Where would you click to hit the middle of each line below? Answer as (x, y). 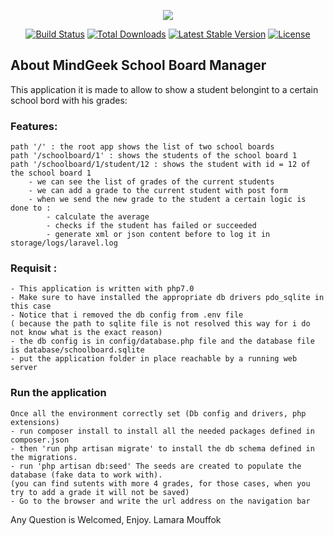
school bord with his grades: (69, 100)
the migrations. (44, 457)
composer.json (40, 440)
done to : (31, 208)
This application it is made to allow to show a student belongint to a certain (164, 89)
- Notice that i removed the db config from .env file (127, 315)
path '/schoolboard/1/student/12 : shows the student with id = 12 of (160, 165)
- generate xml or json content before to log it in (158, 235)
